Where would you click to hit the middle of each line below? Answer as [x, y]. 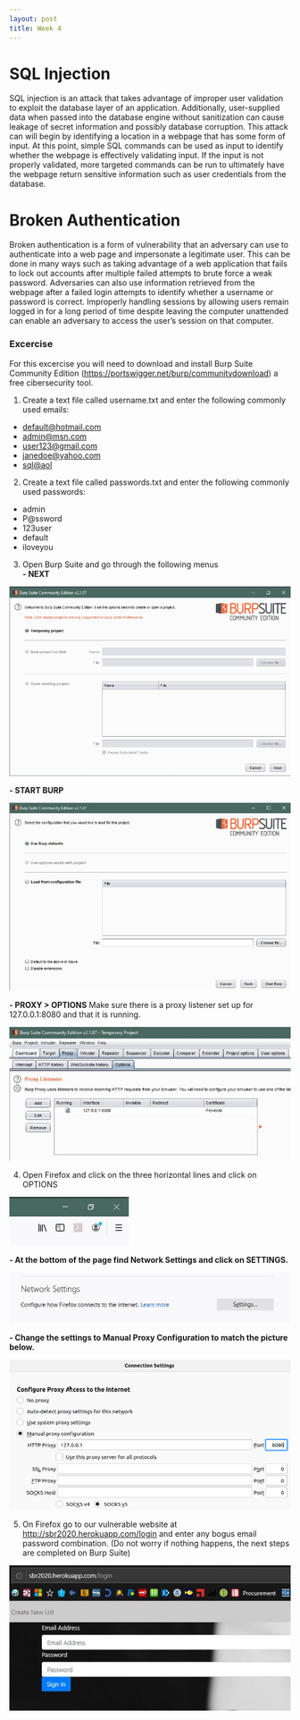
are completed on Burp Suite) [76, 1553]
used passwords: [54, 491]
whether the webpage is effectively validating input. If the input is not [137, 156]
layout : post [33, 19]
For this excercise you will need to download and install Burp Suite [131, 363]
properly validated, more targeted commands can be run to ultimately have [147, 165]
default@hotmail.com [62, 427]
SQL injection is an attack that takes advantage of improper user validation [146, 98]
